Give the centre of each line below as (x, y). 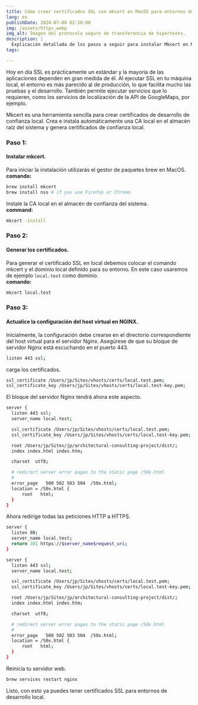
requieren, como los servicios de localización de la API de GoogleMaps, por (98, 97)
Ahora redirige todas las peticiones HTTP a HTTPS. (68, 516)
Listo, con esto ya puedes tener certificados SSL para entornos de (87, 690)
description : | (25, 39)
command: (20, 209)
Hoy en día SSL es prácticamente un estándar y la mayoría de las (85, 72)
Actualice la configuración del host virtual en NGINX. (72, 322)
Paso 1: (16, 142)
